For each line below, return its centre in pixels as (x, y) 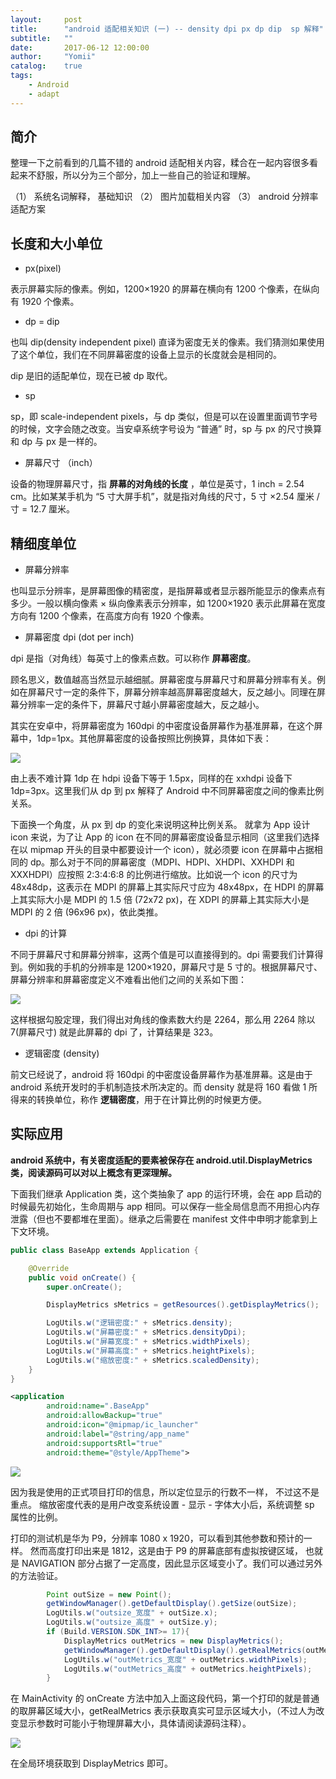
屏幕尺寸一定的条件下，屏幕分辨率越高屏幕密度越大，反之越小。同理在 (172, 692)
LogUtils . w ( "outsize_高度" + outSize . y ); (132, 1622)
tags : (21, 76)
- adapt (44, 94)
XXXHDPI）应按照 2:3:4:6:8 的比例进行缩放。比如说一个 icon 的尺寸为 (154, 875)
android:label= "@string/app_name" (118, 1434)
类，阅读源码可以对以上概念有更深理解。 (93, 1172)
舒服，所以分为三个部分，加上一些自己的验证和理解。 (146, 175)
